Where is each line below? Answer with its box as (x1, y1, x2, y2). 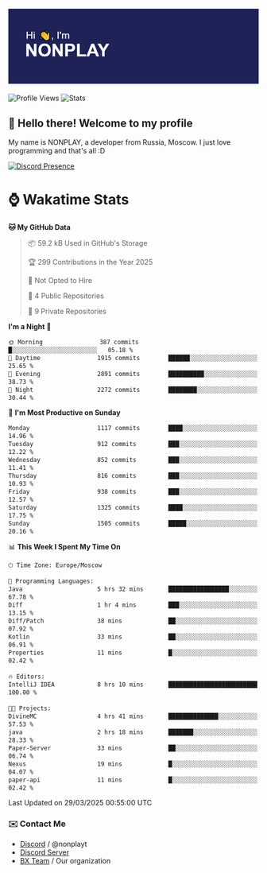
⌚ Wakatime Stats (8, 191, 130, 209)
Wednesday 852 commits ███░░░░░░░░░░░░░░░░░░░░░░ (8, 456, 258, 464)
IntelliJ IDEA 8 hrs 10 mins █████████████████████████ (8, 681, 258, 689)
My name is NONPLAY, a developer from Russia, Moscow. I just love (8, 138, 231, 147)
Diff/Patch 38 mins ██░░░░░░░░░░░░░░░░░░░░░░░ (8, 617, 258, 625)
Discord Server (19, 848, 70, 857)
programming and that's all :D (8, 146, 106, 155)
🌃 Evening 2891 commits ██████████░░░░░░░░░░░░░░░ (8, 370, 258, 378)
